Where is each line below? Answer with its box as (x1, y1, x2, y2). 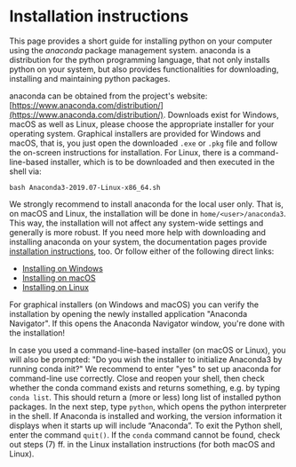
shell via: (9, 166, 42, 177)
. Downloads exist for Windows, (163, 109, 280, 120)
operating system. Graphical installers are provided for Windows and (9, 128, 261, 139)
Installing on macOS (21, 273, 96, 283)
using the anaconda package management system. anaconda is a (9, 44, 252, 55)
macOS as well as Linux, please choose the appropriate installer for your (9, 118, 275, 130)
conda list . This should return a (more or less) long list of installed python (9, 392, 282, 402)
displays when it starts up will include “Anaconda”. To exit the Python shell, (9, 420, 283, 431)
